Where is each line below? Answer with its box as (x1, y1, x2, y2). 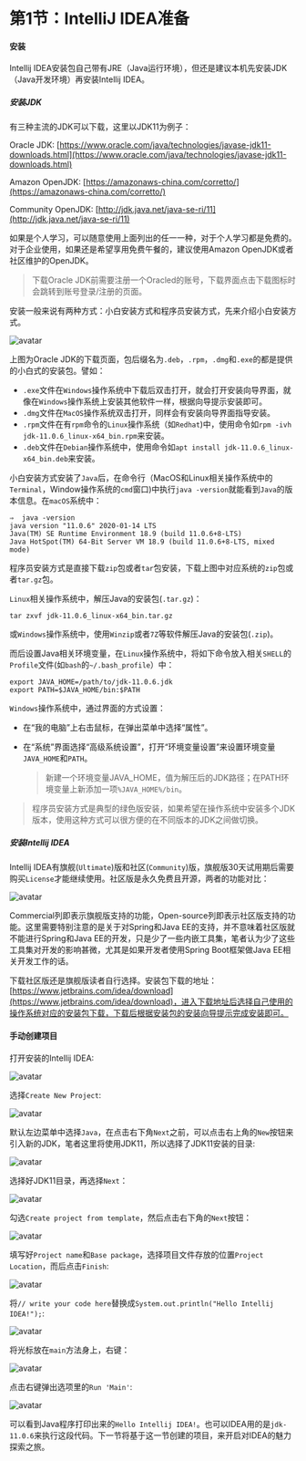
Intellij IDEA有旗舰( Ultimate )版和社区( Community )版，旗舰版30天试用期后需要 (9, 862, 294, 873)
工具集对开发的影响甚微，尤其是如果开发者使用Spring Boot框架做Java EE (9, 945, 283, 956)
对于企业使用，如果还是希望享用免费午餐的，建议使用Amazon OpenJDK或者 (9, 243, 294, 255)
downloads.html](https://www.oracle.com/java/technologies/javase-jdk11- (9, 150, 287, 161)
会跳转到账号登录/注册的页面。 (31, 286, 148, 297)
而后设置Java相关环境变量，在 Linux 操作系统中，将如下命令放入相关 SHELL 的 (9, 648, 291, 659)
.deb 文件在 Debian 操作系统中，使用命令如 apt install (22, 441, 221, 452)
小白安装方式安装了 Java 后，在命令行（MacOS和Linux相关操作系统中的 (9, 472, 273, 483)
